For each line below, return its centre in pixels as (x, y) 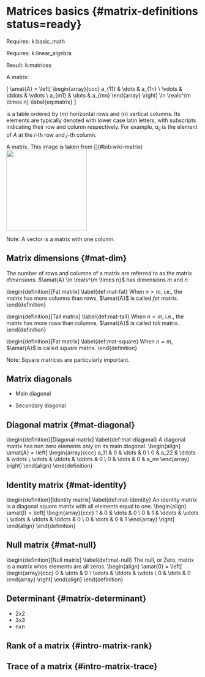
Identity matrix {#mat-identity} (67, 485)
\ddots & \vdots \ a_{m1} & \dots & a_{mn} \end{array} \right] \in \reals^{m (99, 95)
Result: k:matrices (29, 65)
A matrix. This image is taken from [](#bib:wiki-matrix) (75, 147)
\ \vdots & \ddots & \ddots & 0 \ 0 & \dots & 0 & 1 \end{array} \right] (91, 519)
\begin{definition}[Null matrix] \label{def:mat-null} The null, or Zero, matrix (100, 560)
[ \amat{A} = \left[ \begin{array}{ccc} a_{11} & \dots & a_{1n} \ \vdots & (94, 89)
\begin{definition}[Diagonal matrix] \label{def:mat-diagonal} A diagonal (96, 440)
